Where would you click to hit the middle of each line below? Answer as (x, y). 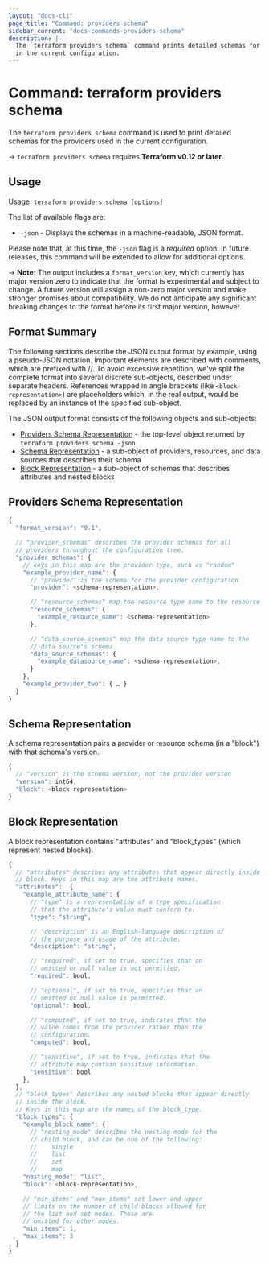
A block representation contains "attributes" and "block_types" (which (124, 841)
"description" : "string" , (73, 946)
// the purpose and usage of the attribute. (105, 939)
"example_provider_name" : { (69, 573)
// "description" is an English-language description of (127, 931)
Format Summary (53, 332)
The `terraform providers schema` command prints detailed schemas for (138, 46)
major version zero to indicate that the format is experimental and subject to (134, 281)
